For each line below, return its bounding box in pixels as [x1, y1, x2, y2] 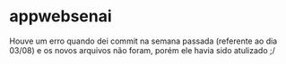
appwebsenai [9, 6, 112, 27]
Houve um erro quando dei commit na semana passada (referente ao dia [9, 36, 278, 46]
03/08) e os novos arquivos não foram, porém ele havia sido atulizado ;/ [9, 44, 276, 55]
